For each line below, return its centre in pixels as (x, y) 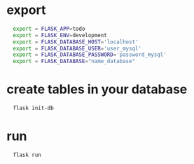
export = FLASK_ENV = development (60, 35)
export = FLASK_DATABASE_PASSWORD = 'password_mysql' (90, 55)
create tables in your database (97, 89)
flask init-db (33, 108)
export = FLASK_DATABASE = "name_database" (74, 62)
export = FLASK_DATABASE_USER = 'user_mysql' (77, 48)
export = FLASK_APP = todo (49, 29)
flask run (27, 155)
